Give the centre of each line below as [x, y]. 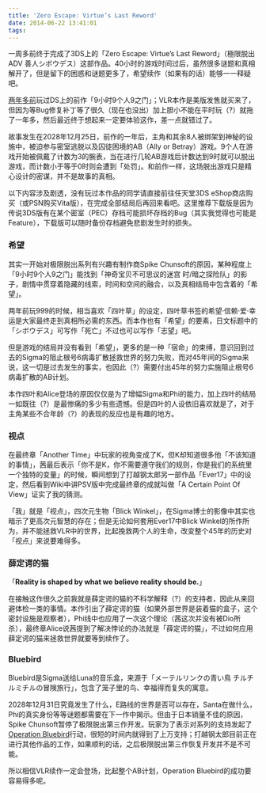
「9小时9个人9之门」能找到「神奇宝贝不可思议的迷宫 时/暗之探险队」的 [125, 274]
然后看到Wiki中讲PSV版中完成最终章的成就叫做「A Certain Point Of [131, 484]
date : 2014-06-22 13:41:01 [53, 23]
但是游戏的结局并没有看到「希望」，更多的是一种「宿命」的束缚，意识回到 [128, 347]
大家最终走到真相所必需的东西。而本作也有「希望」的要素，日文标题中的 [140, 321]
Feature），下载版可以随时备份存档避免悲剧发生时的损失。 [102, 223]
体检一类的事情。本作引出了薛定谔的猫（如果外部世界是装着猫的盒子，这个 [136, 609]
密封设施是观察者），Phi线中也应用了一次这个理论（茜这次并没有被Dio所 [125, 619]
